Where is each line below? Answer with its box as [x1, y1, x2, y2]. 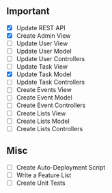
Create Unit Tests [16, 179, 66, 187]
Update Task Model [16, 70, 72, 78]
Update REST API [16, 23, 66, 32]
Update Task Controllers [16, 78, 85, 87]
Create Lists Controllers [16, 124, 83, 133]
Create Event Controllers [16, 101, 86, 109]
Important [6, 5, 50, 17]
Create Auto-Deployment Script [16, 163, 106, 171]
